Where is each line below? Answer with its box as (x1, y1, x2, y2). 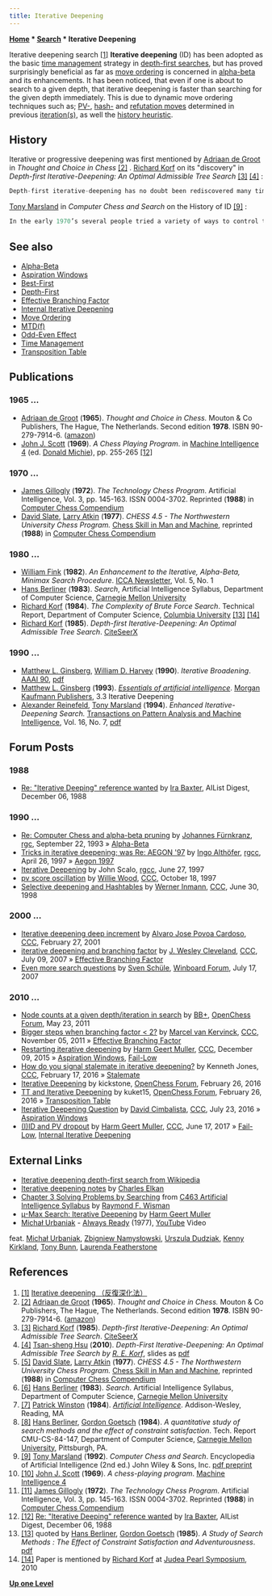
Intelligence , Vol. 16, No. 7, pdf (20, 717, 122, 727)
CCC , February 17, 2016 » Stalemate (20, 1070, 140, 1080)
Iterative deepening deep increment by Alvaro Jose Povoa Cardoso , (20, 928, 247, 938)
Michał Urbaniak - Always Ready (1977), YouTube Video (20, 1217, 207, 1227)
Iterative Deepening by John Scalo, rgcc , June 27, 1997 (20, 865, 205, 874)
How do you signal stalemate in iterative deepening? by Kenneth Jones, (20, 1062, 259, 1071)
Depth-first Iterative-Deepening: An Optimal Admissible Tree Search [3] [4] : (9, 171, 264, 182)
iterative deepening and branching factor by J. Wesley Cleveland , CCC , (20, 945, 258, 955)
